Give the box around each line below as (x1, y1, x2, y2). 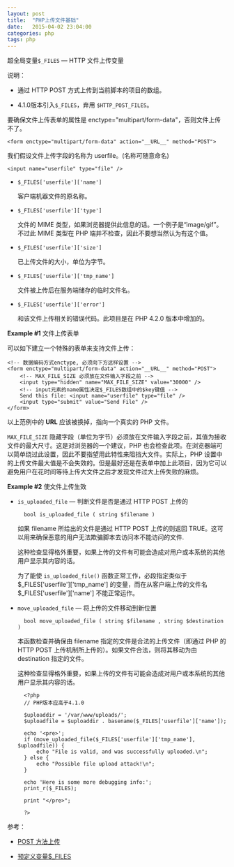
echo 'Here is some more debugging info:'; (24, 779, 152, 786)
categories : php (7, 29, 54, 37)
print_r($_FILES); (24, 785, 77, 792)
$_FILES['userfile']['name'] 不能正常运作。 (17, 589, 139, 597)
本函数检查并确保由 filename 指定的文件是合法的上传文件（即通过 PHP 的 (17, 637, 226, 646)
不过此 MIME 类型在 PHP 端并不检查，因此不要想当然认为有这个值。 (17, 229, 212, 238)
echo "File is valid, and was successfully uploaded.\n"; (36, 748, 208, 755)
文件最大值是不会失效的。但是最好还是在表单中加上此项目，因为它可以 (25, 459, 227, 467)
